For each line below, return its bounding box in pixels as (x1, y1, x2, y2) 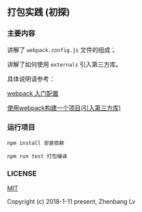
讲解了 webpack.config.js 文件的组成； (7, 45, 117, 53)
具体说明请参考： (7, 75, 55, 83)
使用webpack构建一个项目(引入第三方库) (7, 103, 122, 111)
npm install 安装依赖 (7, 140, 65, 146)
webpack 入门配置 (7, 89, 59, 97)
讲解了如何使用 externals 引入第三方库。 (7, 60, 122, 68)
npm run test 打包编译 (7, 153, 68, 159)
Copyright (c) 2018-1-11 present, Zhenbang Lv (7, 198, 136, 206)
